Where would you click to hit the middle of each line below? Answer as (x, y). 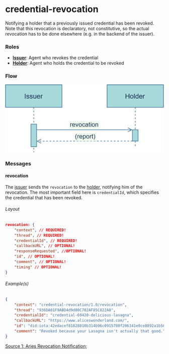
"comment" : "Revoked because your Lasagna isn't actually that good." (90, 331)
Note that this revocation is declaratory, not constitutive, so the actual (77, 28)
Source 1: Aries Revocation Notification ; (46, 346)
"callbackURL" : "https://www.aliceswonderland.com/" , (72, 321)
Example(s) (17, 284)
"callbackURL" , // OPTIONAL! (45, 246)
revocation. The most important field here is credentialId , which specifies (82, 192)
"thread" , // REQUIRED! (39, 235)
